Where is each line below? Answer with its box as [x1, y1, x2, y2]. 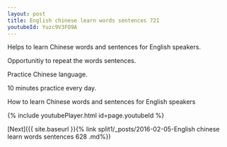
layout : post [7, 10, 46, 18]
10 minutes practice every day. [7, 84, 97, 93]
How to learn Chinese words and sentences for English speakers [7, 98, 196, 106]
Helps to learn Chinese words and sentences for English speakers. [7, 43, 202, 52]
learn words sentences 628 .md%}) [7, 132, 111, 141]
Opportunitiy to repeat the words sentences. [7, 57, 136, 65]
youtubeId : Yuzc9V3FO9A [7, 23, 78, 30]
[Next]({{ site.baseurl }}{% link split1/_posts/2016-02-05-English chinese [7, 125, 221, 134]
